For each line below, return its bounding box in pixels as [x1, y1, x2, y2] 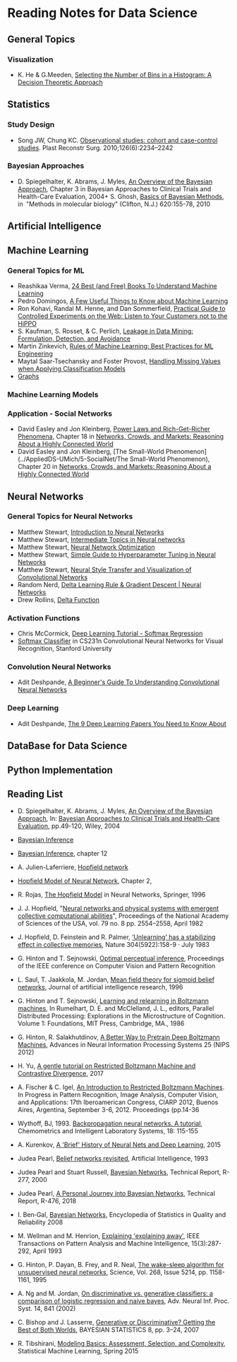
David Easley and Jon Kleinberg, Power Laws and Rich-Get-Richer [17, 425, 210, 433]
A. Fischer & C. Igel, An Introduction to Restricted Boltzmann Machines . [17, 1083, 225, 1091]
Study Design [7, 120, 55, 130]
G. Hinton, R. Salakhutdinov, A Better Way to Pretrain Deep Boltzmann [17, 1033, 220, 1042]
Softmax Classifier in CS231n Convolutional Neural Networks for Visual [17, 637, 224, 645]
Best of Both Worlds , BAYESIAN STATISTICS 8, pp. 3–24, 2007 [17, 1326, 200, 1334]
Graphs [17, 372, 39, 380]
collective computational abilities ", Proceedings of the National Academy [17, 912, 229, 920]
